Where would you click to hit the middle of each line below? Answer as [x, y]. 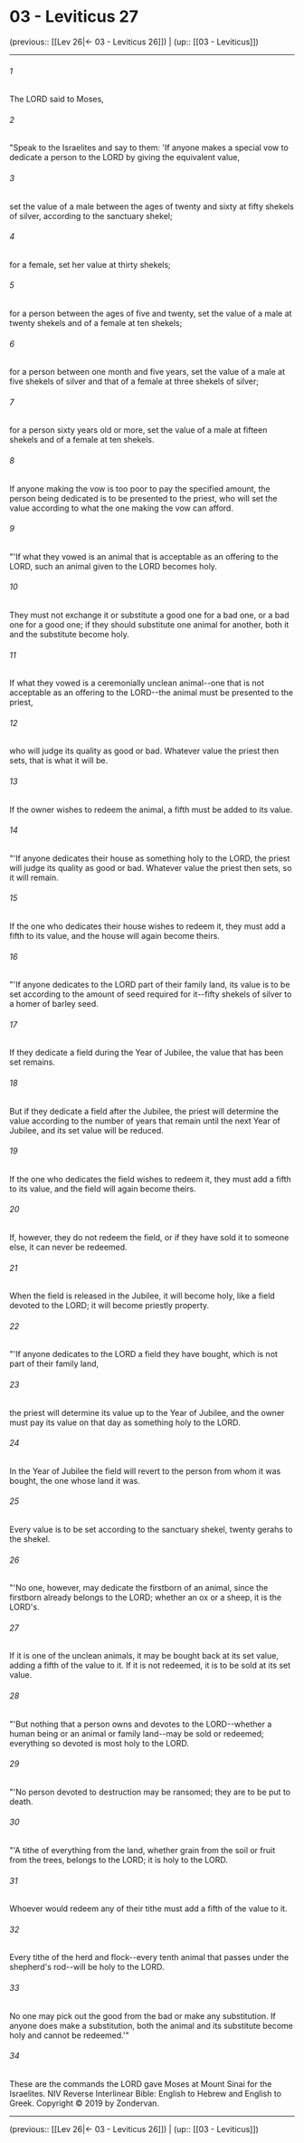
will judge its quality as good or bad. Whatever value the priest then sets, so [151, 867]
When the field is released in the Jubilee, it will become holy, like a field [142, 1296]
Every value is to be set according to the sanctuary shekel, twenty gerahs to [151, 1530]
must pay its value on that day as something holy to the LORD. [125, 1422]
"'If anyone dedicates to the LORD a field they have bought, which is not [144, 1354]
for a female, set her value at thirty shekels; [90, 264]
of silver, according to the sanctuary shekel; [91, 215]
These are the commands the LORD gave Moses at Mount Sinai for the [141, 2083]
